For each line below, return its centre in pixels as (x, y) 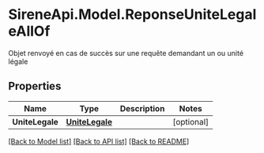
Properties (35, 86)
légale (18, 62)
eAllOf (29, 31)
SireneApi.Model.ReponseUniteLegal (132, 15)
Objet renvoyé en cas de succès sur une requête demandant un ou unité (126, 53)
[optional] (191, 121)
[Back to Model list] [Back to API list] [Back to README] (99, 141)
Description (142, 108)
